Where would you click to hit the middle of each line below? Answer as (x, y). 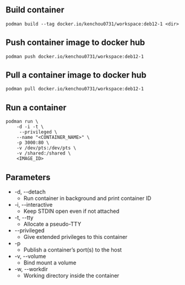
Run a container (36, 108)
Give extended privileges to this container (75, 237)
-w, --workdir (31, 269)
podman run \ (22, 122)
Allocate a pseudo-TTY (52, 224)
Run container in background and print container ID (87, 198)
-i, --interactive (33, 205)
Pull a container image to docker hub (76, 75)
